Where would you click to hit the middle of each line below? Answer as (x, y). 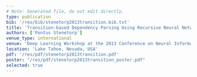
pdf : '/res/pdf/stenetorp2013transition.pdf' (62, 54)
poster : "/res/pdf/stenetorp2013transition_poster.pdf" (76, 60)
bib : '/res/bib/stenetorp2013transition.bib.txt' (68, 22)
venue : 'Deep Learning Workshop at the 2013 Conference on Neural (89, 44)
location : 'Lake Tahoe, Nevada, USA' (52, 49)
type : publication (28, 17)
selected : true (25, 65)
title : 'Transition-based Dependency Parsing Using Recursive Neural (93, 27)
